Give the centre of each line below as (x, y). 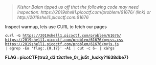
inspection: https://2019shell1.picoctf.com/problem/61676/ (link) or (84, 12)
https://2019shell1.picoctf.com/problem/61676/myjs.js (62, 44)
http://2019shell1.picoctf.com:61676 (53, 17)
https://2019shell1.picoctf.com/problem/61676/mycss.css (64, 40)
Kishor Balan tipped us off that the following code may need (78, 7)
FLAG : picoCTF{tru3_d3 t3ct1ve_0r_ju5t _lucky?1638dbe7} (67, 57)
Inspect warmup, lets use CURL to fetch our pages (56, 27)
